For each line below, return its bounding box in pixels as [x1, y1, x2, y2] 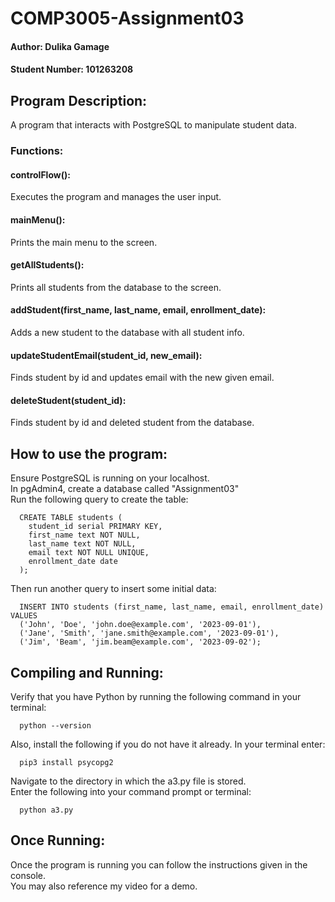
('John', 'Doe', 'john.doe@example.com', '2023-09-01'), [19, 620, 262, 630]
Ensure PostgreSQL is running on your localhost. [10, 472, 210, 484]
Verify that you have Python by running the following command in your [10, 690, 302, 702]
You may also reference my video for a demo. [10, 880, 198, 892]
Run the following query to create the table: [10, 493, 189, 506]
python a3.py [19, 805, 74, 815]
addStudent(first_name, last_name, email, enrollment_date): [10, 304, 267, 316]
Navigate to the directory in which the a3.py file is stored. [10, 775, 247, 787]
